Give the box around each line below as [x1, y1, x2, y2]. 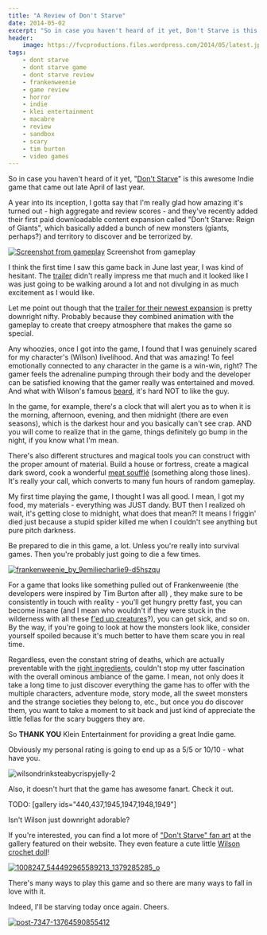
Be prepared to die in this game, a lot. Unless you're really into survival [8, 541, 240, 551]
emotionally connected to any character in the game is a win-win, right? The [8, 361, 258, 371]
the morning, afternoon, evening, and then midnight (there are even [8, 411, 229, 420]
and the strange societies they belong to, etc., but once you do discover [8, 697, 244, 707]
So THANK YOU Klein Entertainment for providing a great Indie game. [8, 730, 237, 739]
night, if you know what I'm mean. [8, 435, 119, 446]
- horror [22, 93, 52, 101]
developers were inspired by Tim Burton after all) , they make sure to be [8, 589, 243, 598]
